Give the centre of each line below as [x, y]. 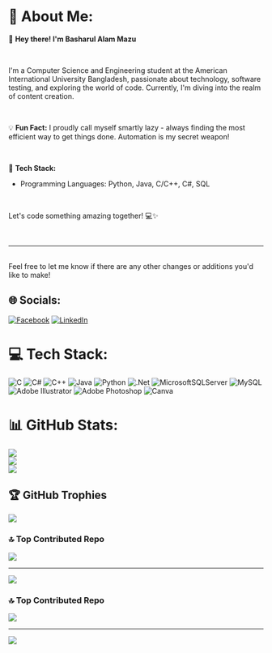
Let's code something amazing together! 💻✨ [84, 216]
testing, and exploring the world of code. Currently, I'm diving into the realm [135, 87]
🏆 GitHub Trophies [58, 495]
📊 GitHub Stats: [64, 425]
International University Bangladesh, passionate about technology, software [135, 79]
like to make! [30, 275]
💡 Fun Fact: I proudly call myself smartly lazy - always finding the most [127, 127]
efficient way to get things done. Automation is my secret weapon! [119, 136]
